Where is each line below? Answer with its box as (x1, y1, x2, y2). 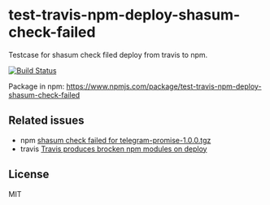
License (8, 168, 50, 181)
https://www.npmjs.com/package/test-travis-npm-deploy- (66, 81, 262, 91)
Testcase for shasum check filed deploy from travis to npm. (8, 50, 208, 59)
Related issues (8, 114, 85, 128)
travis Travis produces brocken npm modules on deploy (20, 144, 207, 154)
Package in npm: (8, 81, 65, 91)
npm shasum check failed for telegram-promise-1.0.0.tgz (20, 135, 211, 145)
